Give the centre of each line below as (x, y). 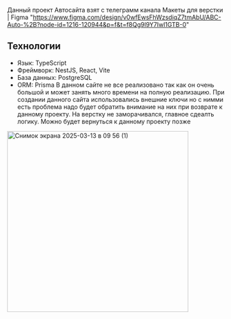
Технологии (34, 47)
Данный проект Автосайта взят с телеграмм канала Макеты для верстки (115, 10)
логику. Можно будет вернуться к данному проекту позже (104, 121)
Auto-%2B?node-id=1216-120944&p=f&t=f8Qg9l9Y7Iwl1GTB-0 (97, 24)
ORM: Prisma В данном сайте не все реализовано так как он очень (116, 85)
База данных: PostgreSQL (54, 77)
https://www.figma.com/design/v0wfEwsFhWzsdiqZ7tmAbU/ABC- (127, 17)
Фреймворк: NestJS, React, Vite (63, 70)
